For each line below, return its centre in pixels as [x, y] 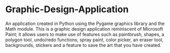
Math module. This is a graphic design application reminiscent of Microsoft [84, 29]
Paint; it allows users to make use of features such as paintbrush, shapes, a [85, 34]
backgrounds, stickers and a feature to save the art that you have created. [83, 45]
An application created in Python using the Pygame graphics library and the [85, 23]
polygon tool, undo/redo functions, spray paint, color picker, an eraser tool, [84, 40]
